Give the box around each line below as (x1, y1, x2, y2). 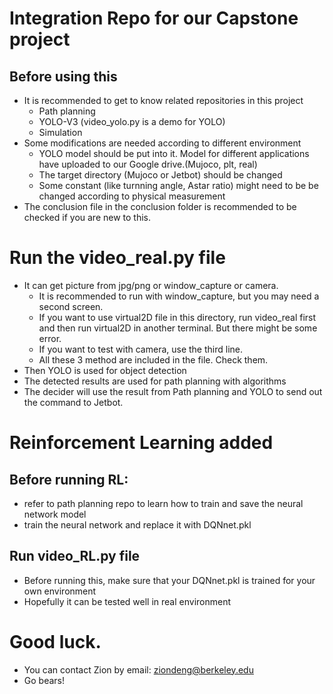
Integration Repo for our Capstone (9, 7, 299, 30)
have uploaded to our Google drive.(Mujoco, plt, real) (38, 158, 258, 170)
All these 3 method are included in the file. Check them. (38, 353, 269, 366)
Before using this (9, 68, 118, 85)
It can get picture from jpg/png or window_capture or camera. (23, 279, 279, 291)
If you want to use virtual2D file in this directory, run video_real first (38, 311, 317, 323)
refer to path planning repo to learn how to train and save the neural (23, 497, 304, 509)
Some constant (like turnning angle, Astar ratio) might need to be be (38, 180, 319, 191)
